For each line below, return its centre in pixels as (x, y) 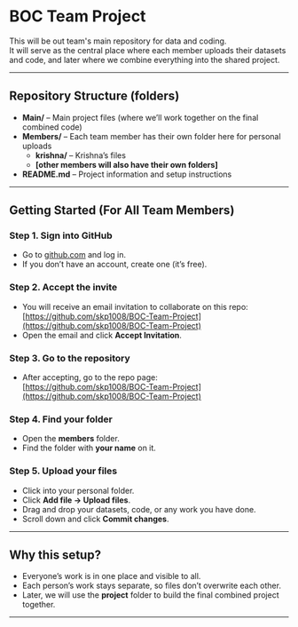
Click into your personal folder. (78, 490)
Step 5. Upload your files (63, 471)
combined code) (52, 127)
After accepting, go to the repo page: (90, 377)
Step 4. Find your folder (61, 419)
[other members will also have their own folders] (127, 164)
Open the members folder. (71, 439)
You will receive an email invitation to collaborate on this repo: (135, 306)
